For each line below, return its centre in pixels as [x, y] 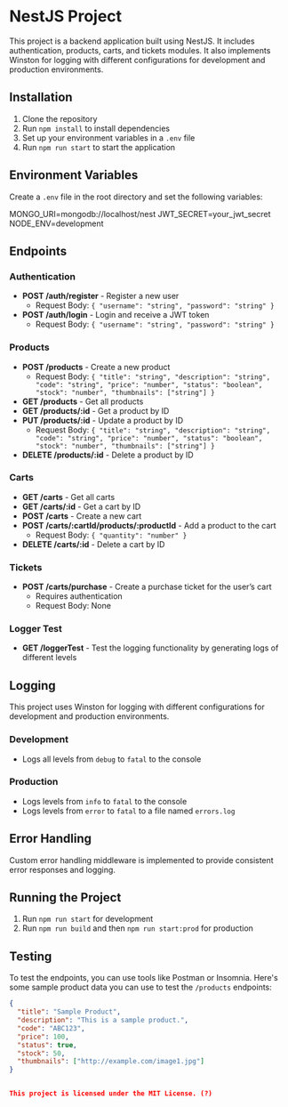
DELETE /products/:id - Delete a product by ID [108, 455]
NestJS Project [66, 16]
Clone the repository [60, 118]
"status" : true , [47, 1045]
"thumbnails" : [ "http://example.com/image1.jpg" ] [111, 1062]
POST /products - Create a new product [96, 367]
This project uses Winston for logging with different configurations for [137, 707]
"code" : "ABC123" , [52, 1028]
